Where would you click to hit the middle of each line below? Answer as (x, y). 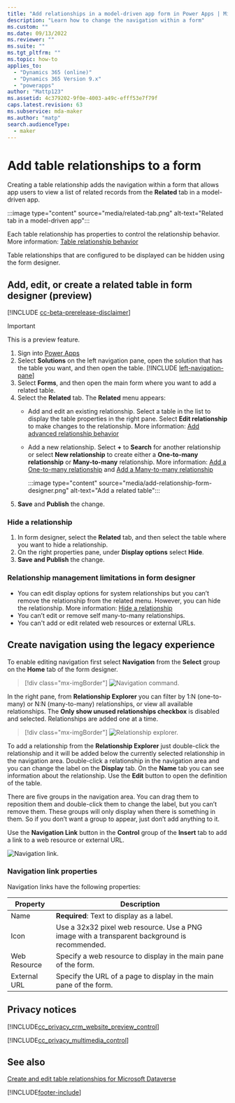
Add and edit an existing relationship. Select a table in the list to (119, 412)
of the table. (25, 783)
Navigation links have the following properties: (74, 887)
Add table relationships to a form (104, 166)
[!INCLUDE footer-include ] (44, 1093)
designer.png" (48, 491)
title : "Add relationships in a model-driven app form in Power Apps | (114, 14)
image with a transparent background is (121, 936)
